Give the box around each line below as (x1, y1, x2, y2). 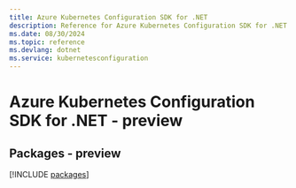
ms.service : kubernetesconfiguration (9, 54, 149, 63)
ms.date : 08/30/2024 (9, 29, 86, 38)
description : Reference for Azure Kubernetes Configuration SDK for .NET (9, 21, 288, 30)
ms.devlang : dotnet (9, 46, 82, 55)
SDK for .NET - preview (9, 111, 183, 131)
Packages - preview (9, 146, 121, 161)
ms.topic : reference (9, 37, 86, 47)
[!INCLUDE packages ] (9, 169, 90, 179)
